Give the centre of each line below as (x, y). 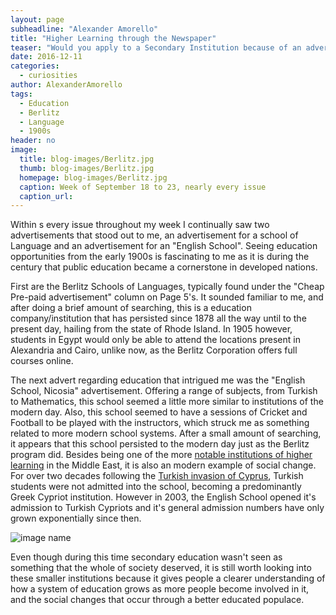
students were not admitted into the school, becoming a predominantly (156, 487)
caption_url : (46, 196)
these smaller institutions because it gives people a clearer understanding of (168, 578)
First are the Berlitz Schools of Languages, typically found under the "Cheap (167, 287)
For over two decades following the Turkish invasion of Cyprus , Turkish (157, 476)
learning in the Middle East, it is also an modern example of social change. (163, 465)
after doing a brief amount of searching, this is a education (131, 308)
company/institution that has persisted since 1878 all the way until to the (158, 318)
